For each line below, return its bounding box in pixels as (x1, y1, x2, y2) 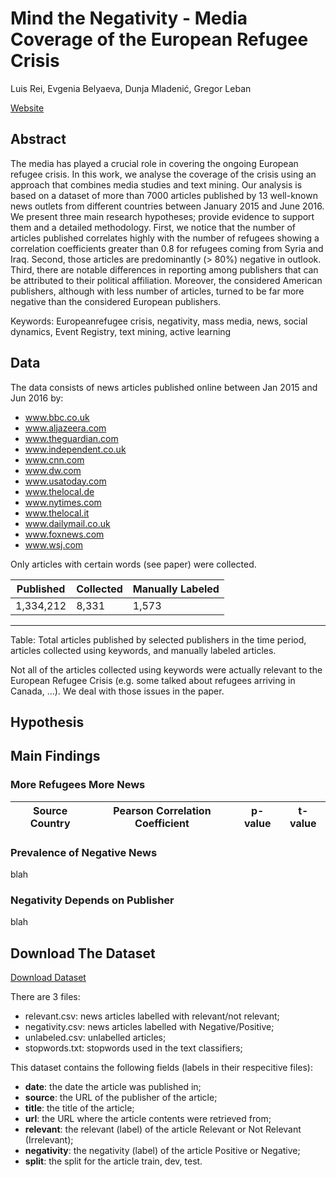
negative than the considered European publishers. (10, 295, 222, 307)
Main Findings (10, 748, 101, 765)
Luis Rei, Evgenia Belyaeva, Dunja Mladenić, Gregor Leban (10, 82, 252, 94)
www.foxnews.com (24, 528, 105, 540)
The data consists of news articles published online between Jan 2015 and (10, 381, 318, 393)
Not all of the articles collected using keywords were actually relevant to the (10, 663, 323, 676)
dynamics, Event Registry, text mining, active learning (10, 325, 232, 337)
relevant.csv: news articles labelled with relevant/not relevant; (24, 1010, 280, 1022)
